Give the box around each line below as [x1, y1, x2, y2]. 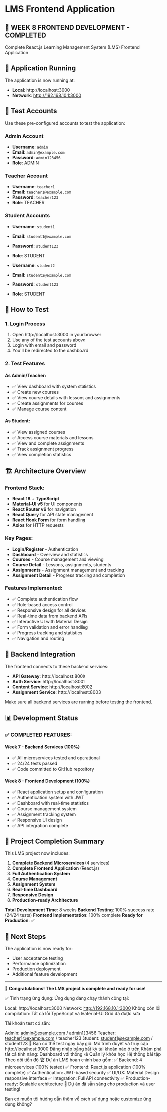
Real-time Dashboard [12, 887, 58, 893]
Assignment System [12, 881, 56, 887]
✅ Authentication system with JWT [12, 795, 84, 801]
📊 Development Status [5, 714, 78, 722]
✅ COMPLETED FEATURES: [5, 731, 72, 738]
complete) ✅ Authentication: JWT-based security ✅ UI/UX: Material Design [5, 1069, 159, 1075]
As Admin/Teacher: [5, 372, 46, 378]
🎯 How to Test [5, 305, 49, 314]
